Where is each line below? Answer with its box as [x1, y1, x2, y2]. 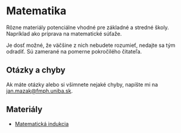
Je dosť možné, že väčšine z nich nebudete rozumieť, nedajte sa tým [6, 42, 176, 49]
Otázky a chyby [6, 65, 65, 75]
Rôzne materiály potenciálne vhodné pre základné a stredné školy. [6, 24, 170, 31]
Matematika [6, 4, 67, 18]
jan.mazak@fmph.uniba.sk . [6, 87, 73, 94]
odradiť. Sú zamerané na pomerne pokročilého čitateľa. [6, 47, 142, 55]
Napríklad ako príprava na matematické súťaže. [6, 30, 122, 37]
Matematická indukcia [14, 120, 69, 127]
